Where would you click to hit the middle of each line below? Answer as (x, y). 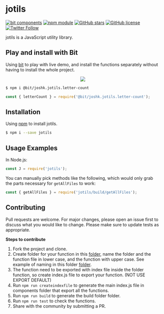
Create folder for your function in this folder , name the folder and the (82, 254)
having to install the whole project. (40, 70)
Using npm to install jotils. (32, 124)
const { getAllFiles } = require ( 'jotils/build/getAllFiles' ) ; (71, 192)
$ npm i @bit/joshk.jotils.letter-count (47, 88)
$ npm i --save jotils (29, 133)
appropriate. (18, 230)
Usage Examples (32, 148)
